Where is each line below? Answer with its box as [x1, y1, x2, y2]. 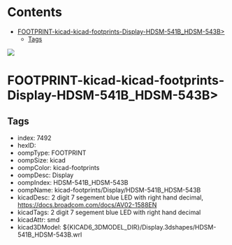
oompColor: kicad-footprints [17, 163, 100, 171]
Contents [7, 4, 63, 20]
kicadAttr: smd [17, 215, 60, 224]
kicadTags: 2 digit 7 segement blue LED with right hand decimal [17, 208, 201, 216]
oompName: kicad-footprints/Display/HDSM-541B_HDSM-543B [17, 185, 201, 194]
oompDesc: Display [17, 171, 74, 179]
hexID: [17, 141, 36, 149]
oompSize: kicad [17, 155, 66, 164]
